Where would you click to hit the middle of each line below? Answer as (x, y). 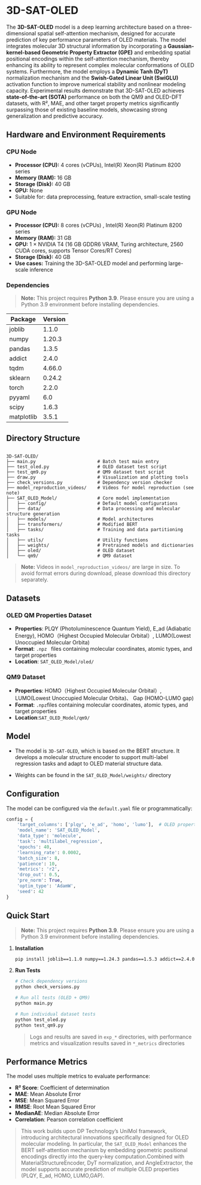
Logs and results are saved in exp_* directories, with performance (111, 1037)
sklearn (20, 378)
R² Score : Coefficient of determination (62, 1088)
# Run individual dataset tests (55, 1014)
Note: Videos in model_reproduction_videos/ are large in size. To (100, 567)
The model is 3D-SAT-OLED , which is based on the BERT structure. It (97, 751)
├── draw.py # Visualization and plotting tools (97, 477)
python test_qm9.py (39, 1025)
